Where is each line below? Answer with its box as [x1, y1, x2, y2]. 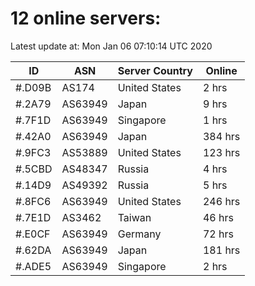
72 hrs [202, 227, 234, 241]
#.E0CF [15, 227, 51, 241]
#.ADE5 [15, 259, 52, 273]
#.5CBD [15, 162, 53, 176]
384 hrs [202, 129, 241, 143]
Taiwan [117, 210, 152, 224]
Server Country [117, 63, 193, 77]
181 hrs [202, 243, 241, 257]
